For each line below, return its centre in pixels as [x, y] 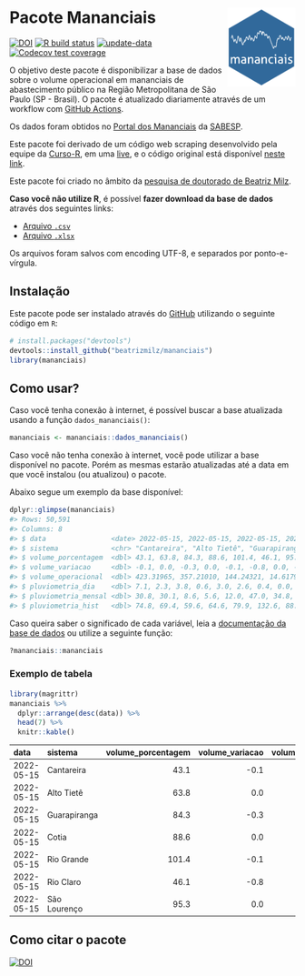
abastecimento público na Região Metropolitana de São [113, 89]
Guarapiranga [72, 815]
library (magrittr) [44, 694]
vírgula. [24, 263]
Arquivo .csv [46, 226]
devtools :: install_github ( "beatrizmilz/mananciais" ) [111, 350]
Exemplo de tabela [51, 674]
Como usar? [44, 388]
